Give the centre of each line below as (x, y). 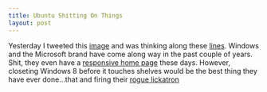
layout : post (30, 23)
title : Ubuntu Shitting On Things (66, 15)
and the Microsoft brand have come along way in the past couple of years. (131, 54)
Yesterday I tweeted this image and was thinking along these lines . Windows (133, 45)
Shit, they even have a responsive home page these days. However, (120, 62)
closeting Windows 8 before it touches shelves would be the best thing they (133, 71)
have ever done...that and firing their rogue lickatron (94, 79)
